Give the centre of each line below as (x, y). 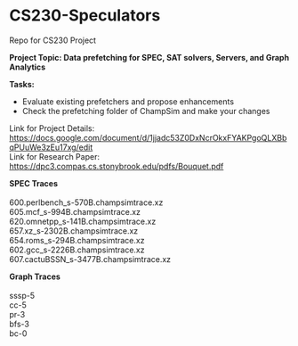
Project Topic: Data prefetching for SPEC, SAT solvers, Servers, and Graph (149, 57)
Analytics (28, 67)
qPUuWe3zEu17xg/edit (51, 147)
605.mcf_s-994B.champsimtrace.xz (75, 211)
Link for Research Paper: (55, 156)
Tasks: (22, 84)
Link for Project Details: (52, 128)
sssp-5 (22, 295)
